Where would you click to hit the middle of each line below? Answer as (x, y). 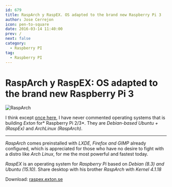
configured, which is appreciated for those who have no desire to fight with (84, 149)
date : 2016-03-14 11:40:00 (34, 29)
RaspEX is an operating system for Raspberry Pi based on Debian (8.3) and (85, 164)
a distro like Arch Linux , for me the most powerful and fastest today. (77, 154)
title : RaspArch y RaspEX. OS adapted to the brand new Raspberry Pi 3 (83, 15)
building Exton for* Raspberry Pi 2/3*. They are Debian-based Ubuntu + (82, 123)
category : (16, 43)
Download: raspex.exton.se (34, 179)
